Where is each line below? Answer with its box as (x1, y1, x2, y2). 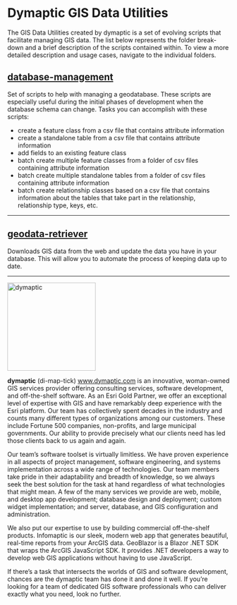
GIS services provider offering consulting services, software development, (7, 384, 224, 392)
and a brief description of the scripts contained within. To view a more (25, 43, 229, 51)
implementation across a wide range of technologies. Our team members (7, 465, 220, 473)
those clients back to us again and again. (7, 436, 126, 445)
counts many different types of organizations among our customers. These (7, 414, 226, 422)
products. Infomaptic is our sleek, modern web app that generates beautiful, (7, 531, 229, 539)
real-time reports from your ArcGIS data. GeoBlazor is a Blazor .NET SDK (7, 538, 219, 547)
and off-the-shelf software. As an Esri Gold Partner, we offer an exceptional (7, 391, 227, 400)
